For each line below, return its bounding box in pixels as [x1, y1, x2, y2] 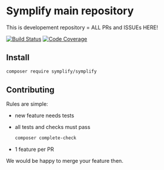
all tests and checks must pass [14, 124, 91, 131]
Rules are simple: [6, 100, 49, 108]
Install [6, 52, 30, 63]
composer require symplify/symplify [6, 68, 97, 74]
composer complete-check [14, 135, 77, 141]
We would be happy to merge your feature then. [6, 158, 124, 165]
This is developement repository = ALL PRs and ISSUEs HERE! [6, 24, 159, 31]
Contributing [6, 85, 55, 95]
